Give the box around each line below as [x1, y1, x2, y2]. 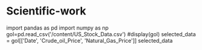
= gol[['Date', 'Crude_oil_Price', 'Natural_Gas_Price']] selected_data [6, 37, 173, 44]
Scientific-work [6, 4, 86, 18]
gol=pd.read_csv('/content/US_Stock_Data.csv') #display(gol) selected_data [6, 30, 196, 37]
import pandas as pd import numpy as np [6, 24, 109, 31]
